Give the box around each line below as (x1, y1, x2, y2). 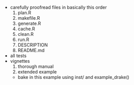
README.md (17, 48, 45, 53)
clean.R (17, 31, 34, 37)
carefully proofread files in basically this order (10, 5, 107, 10)
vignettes (10, 58, 30, 64)
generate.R (17, 20, 41, 26)
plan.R (17, 10, 32, 16)
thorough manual (17, 63, 54, 69)
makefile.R (17, 15, 40, 21)
